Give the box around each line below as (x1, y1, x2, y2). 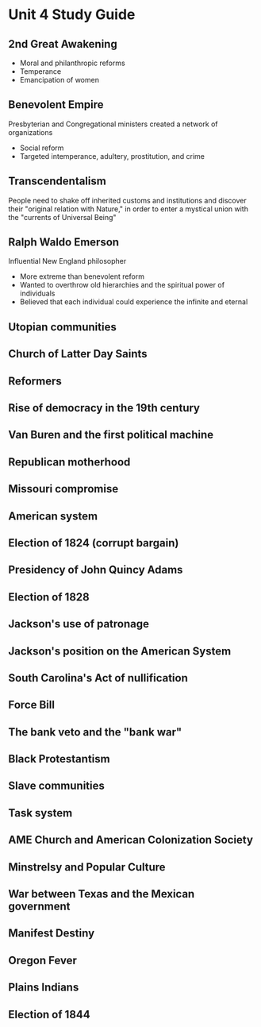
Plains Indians (8, 981, 79, 994)
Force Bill (8, 698, 56, 712)
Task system (8, 806, 73, 820)
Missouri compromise (8, 482, 119, 496)
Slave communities (8, 779, 106, 793)
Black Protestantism (8, 752, 110, 766)
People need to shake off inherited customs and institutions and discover (8, 195, 248, 205)
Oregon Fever (8, 953, 78, 967)
